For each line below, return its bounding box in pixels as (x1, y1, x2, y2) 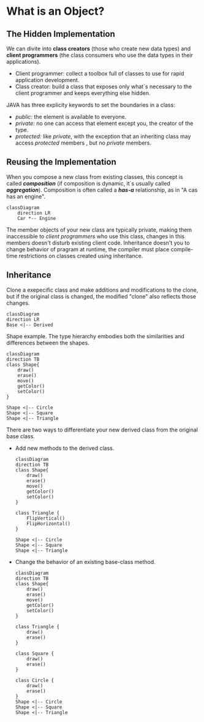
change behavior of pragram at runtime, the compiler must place (6, 245, 170, 253)
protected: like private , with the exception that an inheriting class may (15, 133, 191, 140)
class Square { (15, 650, 55, 656)
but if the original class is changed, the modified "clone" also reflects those (6, 292, 196, 300)
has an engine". (6, 192, 46, 200)
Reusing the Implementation (6, 157, 116, 167)
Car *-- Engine (17, 215, 56, 221)
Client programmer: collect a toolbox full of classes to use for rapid (15, 70, 184, 77)
